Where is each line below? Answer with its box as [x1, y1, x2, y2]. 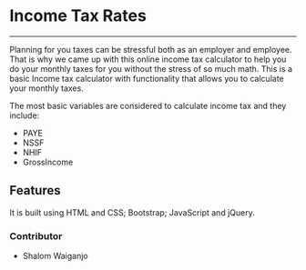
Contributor [9, 229, 63, 242]
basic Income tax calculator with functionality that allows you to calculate [9, 73, 284, 84]
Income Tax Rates [9, 5, 148, 26]
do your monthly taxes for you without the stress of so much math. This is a [9, 63, 293, 74]
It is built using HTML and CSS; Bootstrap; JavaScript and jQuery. [9, 206, 255, 218]
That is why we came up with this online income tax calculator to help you [9, 54, 287, 65]
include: [9, 110, 40, 121]
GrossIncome [22, 156, 74, 167]
